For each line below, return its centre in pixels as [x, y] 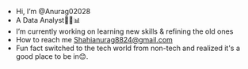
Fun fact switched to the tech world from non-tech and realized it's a [128, 48]
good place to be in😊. [52, 56]
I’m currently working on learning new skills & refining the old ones [124, 31]
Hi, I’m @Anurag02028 [53, 11]
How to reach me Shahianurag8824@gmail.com [94, 40]
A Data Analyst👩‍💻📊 [48, 20]
